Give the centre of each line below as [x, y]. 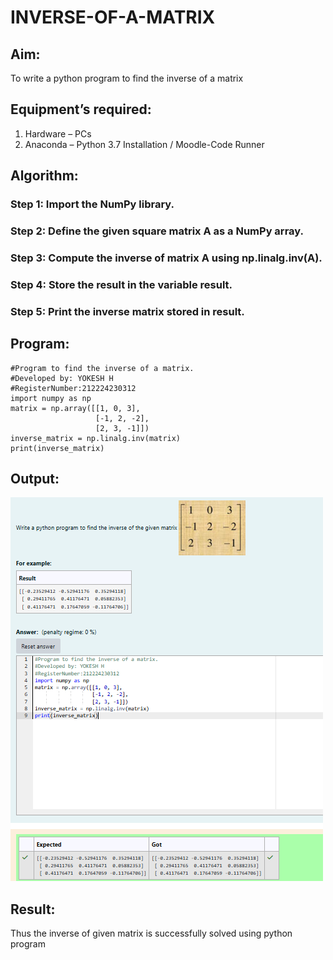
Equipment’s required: [81, 109]
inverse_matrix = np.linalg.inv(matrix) [96, 438]
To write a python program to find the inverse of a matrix [127, 78]
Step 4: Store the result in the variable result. [121, 284]
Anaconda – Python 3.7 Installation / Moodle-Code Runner [144, 144]
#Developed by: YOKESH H [62, 378]
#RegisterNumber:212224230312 [73, 388]
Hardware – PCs [58, 133]
